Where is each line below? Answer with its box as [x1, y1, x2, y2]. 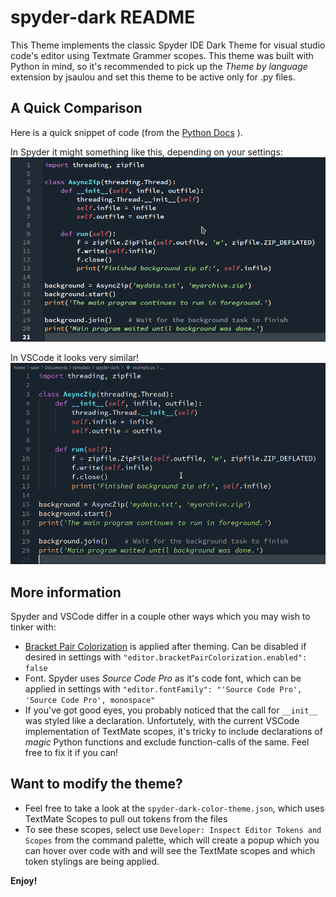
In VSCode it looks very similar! [10, 351, 140, 363]
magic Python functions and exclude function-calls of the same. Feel [24, 736, 310, 748]
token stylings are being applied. [24, 855, 160, 867]
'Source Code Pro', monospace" [24, 695, 156, 705]
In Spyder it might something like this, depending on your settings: [10, 146, 283, 158]
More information [10, 584, 122, 601]
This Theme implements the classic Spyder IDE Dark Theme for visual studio [10, 39, 326, 51]
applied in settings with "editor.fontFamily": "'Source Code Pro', [24, 682, 303, 695]
